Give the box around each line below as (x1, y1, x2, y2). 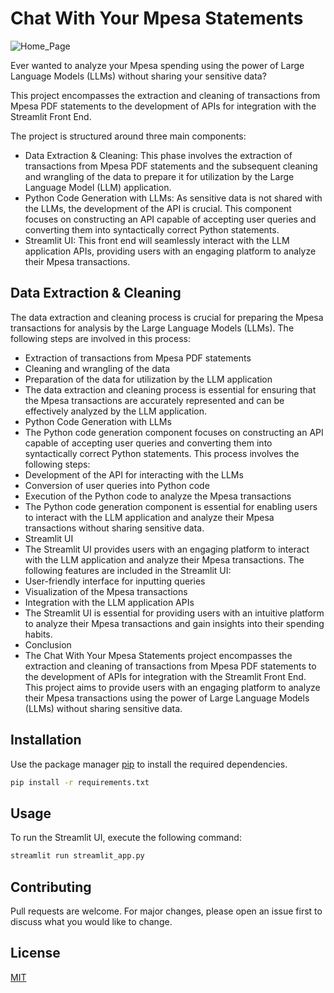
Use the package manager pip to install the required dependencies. (10, 758, 288, 770)
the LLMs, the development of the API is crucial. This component (24, 202, 292, 214)
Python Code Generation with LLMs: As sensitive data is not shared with (24, 192, 323, 204)
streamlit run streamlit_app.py (10, 851, 145, 861)
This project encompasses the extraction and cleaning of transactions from (10, 89, 321, 101)
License (10, 945, 61, 962)
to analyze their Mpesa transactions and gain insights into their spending (24, 617, 325, 629)
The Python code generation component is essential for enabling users (24, 500, 318, 512)
